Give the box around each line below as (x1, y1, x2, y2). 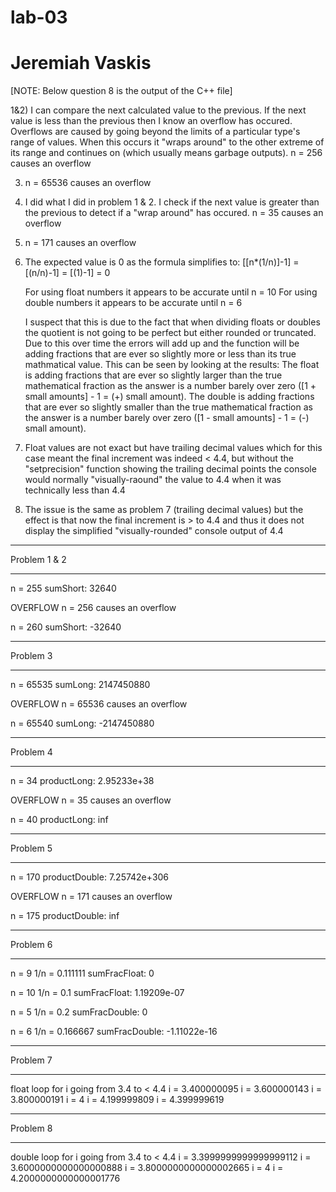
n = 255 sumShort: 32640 (10, 582, 117, 595)
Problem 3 (10, 650, 53, 662)
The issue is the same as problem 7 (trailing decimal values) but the (24, 504, 304, 516)
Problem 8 (10, 1122, 53, 1135)
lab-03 (10, 6, 68, 29)
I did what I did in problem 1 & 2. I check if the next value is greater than (24, 196, 320, 208)
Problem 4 (10, 746, 53, 758)
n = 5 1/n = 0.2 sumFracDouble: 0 (10, 1006, 148, 1018)
